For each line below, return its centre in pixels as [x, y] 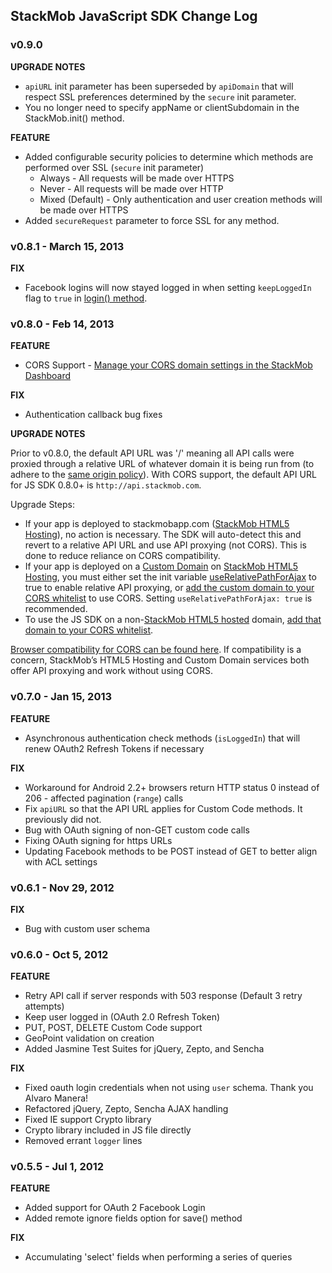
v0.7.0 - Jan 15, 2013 [61, 697]
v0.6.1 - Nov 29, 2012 [62, 887]
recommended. [56, 609]
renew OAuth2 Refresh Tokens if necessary [114, 748]
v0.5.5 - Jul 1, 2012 [57, 1167]
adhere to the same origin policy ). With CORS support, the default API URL [163, 475]
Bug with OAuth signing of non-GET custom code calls [137, 830]
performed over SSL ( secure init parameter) [114, 167]
